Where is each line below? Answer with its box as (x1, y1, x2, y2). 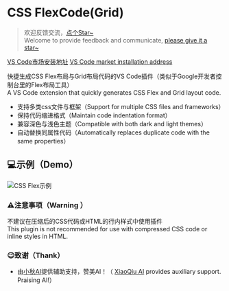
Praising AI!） (16, 276, 56, 284)
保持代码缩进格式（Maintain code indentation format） (16, 111, 171, 119)
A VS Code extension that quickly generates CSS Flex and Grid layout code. (7, 88, 221, 97)
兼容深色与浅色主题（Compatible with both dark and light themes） (16, 119, 207, 128)
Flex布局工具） (30, 80, 73, 89)
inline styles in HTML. (7, 232, 69, 241)
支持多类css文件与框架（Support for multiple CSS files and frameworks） (16, 102, 225, 110)
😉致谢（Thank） (7, 251, 64, 260)
